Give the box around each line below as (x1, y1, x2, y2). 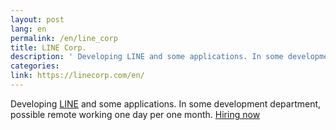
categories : (10, 61, 60, 71)
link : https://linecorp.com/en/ (10, 71, 145, 81)
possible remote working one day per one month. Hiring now (10, 108, 261, 120)
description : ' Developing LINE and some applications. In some (10, 52, 284, 62)
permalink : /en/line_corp (10, 33, 118, 43)
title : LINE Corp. (10, 42, 87, 53)
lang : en (10, 24, 47, 34)
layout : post (10, 14, 65, 25)
